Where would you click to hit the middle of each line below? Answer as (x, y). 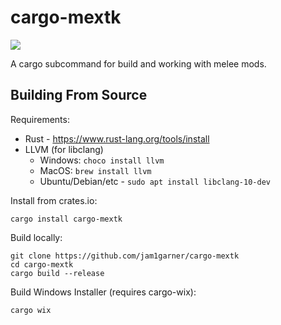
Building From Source (79, 95)
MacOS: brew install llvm (95, 170)
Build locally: (36, 237)
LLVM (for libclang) (64, 149)
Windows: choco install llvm (102, 160)
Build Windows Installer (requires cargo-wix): (103, 292)
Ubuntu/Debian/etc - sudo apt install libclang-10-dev (155, 181)
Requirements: (40, 119)
